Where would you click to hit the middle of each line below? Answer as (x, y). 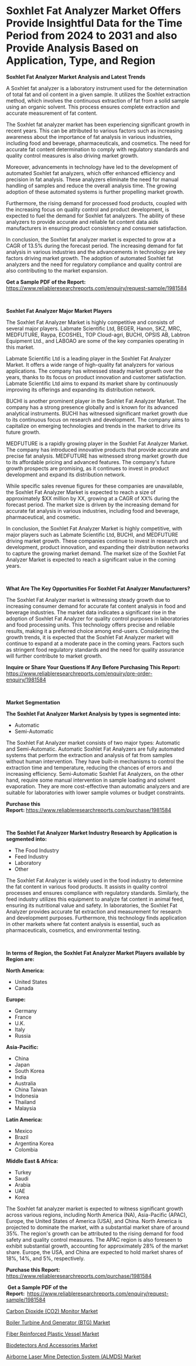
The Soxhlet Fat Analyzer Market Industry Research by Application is (92, 833)
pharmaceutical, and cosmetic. (43, 517)
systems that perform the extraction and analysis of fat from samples (89, 755)
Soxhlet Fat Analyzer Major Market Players (59, 311)
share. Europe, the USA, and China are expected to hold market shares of (94, 1252)
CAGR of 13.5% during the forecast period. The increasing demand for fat (94, 246)
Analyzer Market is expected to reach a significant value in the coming (91, 559)
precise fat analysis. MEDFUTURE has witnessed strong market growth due (97, 456)
